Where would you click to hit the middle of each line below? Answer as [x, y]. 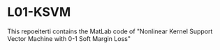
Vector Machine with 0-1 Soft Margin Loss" [69, 38]
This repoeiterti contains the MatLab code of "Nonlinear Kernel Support [110, 31]
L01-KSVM [39, 12]
